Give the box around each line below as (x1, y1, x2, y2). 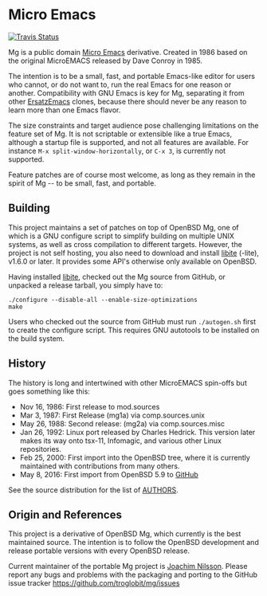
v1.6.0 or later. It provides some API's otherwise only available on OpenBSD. (8, 257, 257, 266)
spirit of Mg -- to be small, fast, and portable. (8, 178, 157, 188)
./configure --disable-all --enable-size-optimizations (8, 296, 198, 304)
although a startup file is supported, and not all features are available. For (8, 137, 249, 147)
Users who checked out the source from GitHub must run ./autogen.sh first (8, 316, 257, 326)
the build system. (8, 333, 65, 343)
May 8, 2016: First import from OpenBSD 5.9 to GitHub (19, 469, 199, 479)
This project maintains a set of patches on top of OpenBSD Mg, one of (8, 222, 239, 232)
